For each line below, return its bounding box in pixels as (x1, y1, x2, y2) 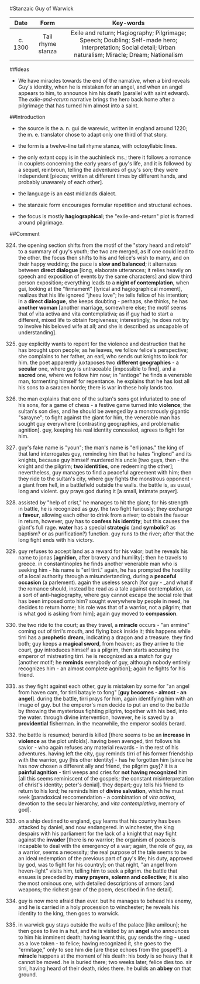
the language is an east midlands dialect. (18, 190, 117, 197)
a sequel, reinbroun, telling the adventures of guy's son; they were (18, 167, 178, 173)
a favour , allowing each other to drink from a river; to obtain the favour (18, 511, 189, 518)
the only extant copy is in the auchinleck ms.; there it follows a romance (18, 154, 191, 161)
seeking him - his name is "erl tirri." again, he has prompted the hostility (18, 566, 191, 574)
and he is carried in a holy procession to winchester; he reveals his (18, 904, 180, 911)
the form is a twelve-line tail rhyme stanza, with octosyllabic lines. (18, 142, 177, 149)
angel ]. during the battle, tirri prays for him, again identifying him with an (18, 695, 194, 702)
